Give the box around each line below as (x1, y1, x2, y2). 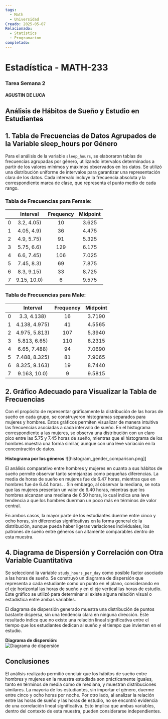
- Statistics (10, 31, 37, 36)
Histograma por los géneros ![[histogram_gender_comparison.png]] (5, 456, 146, 462)
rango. (5, 185, 19, 191)
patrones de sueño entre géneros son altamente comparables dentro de (5, 529, 154, 535)
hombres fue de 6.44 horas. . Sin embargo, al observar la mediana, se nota (5, 482, 160, 488)
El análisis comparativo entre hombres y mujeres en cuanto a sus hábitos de (5, 465, 162, 471)
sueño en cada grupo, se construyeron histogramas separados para (5, 414, 146, 420)
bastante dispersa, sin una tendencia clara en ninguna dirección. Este (5, 611, 149, 617)
